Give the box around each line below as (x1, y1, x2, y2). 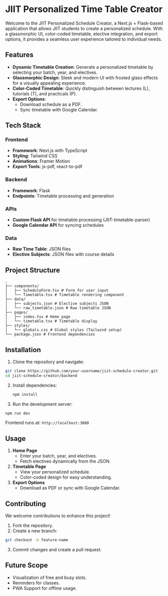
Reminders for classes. (12, 579, 60, 585)
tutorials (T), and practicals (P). (12, 90, 77, 96)
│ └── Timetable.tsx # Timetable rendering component (5, 292, 124, 297)
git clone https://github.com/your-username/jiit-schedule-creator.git (5, 368, 158, 373)
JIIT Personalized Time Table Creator (5, 4, 163, 15)
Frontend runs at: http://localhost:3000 (5, 420, 89, 426)
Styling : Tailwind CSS (12, 153, 58, 159)
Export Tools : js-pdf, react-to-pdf (12, 164, 83, 170)
